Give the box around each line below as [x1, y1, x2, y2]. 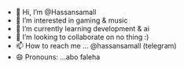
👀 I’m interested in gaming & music [15, 16, 128, 25]
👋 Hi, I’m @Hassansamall [15, 8, 97, 16]
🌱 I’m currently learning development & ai [15, 24, 149, 33]
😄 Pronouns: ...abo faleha [15, 52, 101, 62]
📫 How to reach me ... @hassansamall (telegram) [15, 41, 177, 50]
